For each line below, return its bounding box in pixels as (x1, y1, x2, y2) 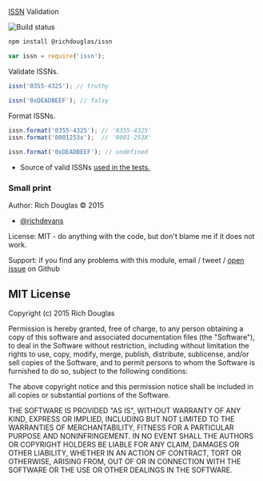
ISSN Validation (8, 7, 59, 16)
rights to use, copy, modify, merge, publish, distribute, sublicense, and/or (8, 349, 249, 359)
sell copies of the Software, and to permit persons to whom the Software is (8, 358, 256, 368)
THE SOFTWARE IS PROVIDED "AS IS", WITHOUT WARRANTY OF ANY (8, 406, 241, 415)
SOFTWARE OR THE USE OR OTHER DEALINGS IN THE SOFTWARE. (8, 465, 233, 475)
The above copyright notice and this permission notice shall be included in (8, 382, 253, 392)
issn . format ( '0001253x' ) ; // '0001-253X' (8, 133, 152, 142)
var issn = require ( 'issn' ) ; (8, 52, 106, 60)
